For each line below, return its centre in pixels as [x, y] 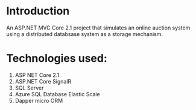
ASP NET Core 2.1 [37, 75]
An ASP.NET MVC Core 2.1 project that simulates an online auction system [98, 28]
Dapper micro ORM [39, 100]
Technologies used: [57, 59]
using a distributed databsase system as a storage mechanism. [85, 34]
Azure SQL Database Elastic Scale [58, 94]
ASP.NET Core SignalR [43, 81]
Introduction [38, 11]
